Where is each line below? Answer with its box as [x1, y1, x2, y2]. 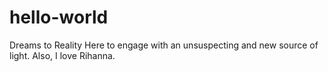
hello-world [9, 6, 109, 29]
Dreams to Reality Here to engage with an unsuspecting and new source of [9, 39, 319, 51]
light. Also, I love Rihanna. [9, 49, 116, 61]
